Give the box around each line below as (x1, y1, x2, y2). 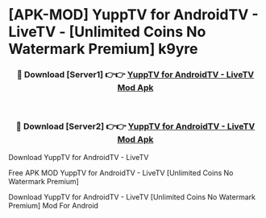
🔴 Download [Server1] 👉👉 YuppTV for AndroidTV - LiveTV (16, 69, 255, 80)
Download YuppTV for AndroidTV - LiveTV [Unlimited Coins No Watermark (8, 191, 256, 202)
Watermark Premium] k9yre (8, 40, 199, 58)
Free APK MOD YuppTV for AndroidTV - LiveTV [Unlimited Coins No (8, 167, 234, 178)
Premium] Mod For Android (8, 200, 99, 210)
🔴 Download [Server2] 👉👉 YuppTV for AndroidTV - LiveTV (15, 121, 256, 132)
